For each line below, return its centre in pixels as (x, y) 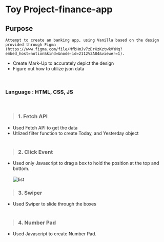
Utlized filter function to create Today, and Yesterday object (76, 133)
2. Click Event (35, 152)
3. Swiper (30, 193)
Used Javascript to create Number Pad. (54, 234)
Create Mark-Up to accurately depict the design (63, 63)
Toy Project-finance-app (59, 10)
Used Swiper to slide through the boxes (54, 204)
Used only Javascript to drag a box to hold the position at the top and (86, 163)
